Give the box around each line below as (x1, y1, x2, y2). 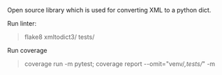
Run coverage (7, 47, 47, 54)
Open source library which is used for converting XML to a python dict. (7, 6, 212, 14)
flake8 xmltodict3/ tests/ (24, 33, 95, 41)
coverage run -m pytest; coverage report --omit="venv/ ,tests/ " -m (24, 60, 216, 68)
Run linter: (7, 19, 37, 27)
